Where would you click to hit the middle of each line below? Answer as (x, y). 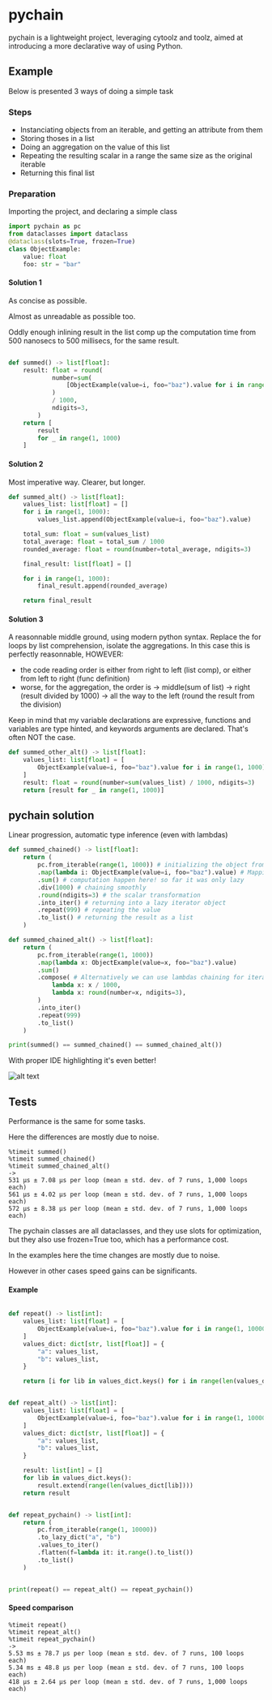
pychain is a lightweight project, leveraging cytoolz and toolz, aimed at (126, 37)
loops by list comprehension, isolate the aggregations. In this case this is (130, 646)
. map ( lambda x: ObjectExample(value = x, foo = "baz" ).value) (137, 962)
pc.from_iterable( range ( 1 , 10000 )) (98, 1530)
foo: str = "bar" (52, 264)
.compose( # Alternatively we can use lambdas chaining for (141, 978)
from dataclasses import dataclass (68, 234)
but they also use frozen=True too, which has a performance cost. (119, 1240)
